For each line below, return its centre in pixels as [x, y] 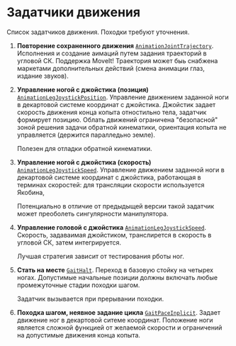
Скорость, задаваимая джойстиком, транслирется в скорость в [114, 235]
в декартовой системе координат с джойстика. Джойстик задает [116, 104]
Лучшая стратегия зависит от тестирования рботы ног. [101, 256]
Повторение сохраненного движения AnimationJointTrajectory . [115, 45]
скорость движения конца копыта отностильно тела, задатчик [112, 112]
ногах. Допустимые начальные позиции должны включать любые [117, 277]
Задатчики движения [74, 12]
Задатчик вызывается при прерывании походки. [90, 298]
